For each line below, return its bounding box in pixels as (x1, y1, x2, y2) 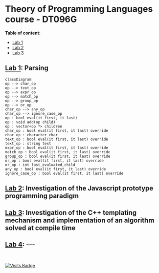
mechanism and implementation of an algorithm (5, 216, 155, 224)
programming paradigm (5, 192, 79, 200)
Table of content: (5, 30, 41, 36)
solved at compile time (5, 224, 76, 232)
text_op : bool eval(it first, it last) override (5, 137, 109, 142)
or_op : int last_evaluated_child (5, 162, 76, 167)
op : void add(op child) (5, 120, 56, 125)
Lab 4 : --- (5, 240, 35, 249)
